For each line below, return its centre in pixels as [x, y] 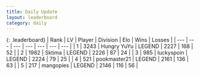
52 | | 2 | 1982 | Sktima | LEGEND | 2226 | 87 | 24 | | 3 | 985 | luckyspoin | [97, 53]
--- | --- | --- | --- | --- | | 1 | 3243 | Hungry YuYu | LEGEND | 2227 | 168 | [103, 46]
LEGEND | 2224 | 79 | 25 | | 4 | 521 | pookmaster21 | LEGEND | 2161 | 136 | [98, 59]
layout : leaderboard [32, 17]
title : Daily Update [32, 12]
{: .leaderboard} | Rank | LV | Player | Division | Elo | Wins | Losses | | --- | [97, 40]
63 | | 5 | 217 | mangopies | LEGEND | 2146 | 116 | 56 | [72, 65]
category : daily [26, 23]
